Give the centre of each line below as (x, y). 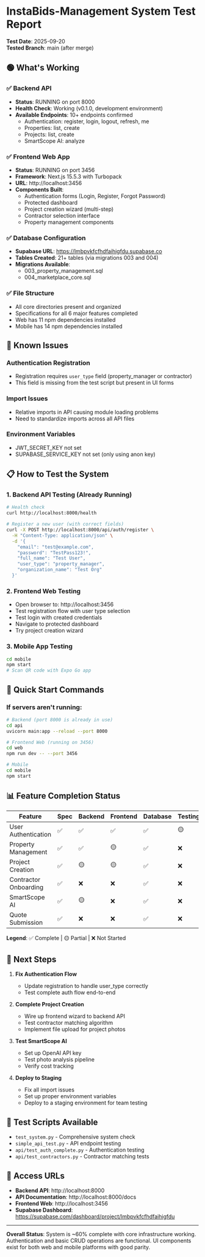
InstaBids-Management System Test (101, 11)
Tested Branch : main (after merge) (50, 48)
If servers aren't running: (44, 707)
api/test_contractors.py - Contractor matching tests (82, 1156)
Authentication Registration (48, 363)
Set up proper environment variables (70, 1096)
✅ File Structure (31, 294)
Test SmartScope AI (41, 1041)
